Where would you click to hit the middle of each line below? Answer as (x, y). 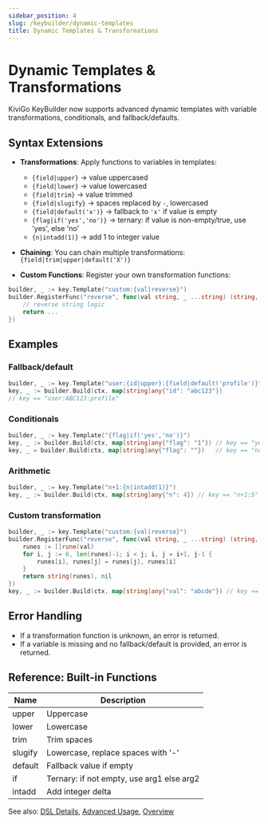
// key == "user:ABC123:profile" (64, 398)
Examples (33, 344)
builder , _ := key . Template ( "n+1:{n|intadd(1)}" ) (93, 488)
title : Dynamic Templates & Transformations (83, 30)
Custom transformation (55, 515)
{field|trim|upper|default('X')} (75, 261)
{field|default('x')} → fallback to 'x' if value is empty (124, 212)
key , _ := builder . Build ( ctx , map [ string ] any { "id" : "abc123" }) (116, 391)
